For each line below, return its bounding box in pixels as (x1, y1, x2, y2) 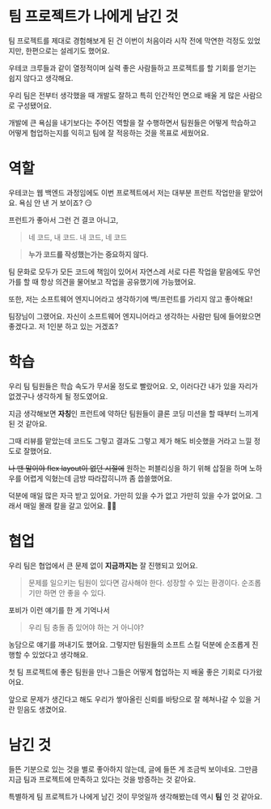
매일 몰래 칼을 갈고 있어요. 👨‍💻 (23, 500, 117, 511)
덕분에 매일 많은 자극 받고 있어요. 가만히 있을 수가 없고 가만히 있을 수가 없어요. (8, 490, 254, 500)
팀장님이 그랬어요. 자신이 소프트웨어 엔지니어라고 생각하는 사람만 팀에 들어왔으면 (8, 311, 261, 321)
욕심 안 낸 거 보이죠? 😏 (19, 198, 93, 208)
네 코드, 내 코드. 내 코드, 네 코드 (28, 232, 128, 242)
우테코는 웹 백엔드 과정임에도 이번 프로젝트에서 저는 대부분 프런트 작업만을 (8, 187, 242, 197)
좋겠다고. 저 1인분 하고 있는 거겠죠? (8, 321, 119, 331)
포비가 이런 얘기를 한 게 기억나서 (8, 605, 111, 614)
